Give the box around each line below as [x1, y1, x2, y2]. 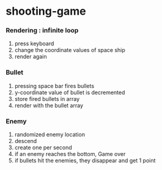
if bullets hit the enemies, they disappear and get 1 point [14, 157, 156, 164]
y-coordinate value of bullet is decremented [14, 89, 125, 96]
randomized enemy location [14, 131, 85, 138]
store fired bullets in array [14, 95, 80, 102]
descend [14, 138, 37, 145]
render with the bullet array [14, 102, 84, 109]
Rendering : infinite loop [6, 26, 79, 35]
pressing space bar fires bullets [14, 82, 95, 89]
